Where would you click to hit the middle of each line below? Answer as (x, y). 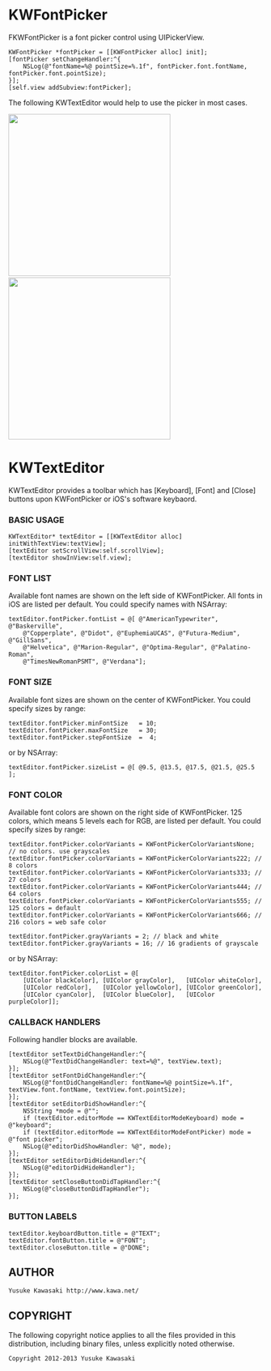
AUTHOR (32, 1273)
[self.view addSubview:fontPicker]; (70, 87)
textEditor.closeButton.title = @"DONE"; (79, 1248)
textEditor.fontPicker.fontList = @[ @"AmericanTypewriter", (114, 620)
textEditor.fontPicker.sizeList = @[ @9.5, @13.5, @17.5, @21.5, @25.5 (131, 767)
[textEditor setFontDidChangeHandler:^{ (78, 1076)
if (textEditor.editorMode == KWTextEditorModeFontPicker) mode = (137, 1133)
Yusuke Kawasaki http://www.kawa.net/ (74, 1291)
